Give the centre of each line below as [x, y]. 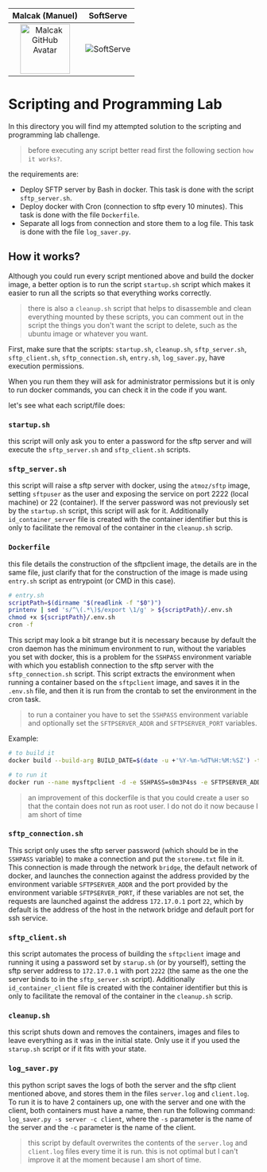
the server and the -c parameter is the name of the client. [102, 1127]
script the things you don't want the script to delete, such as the [132, 325]
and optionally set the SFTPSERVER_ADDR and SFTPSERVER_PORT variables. [142, 723]
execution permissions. [46, 366]
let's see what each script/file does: [67, 405]
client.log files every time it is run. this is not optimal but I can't [133, 1151]
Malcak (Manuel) [45, 16]
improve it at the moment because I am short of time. [114, 1159]
